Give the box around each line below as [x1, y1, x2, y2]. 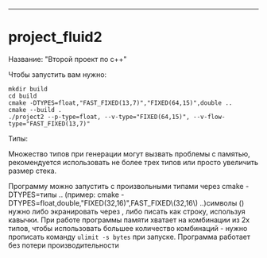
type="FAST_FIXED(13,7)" [8, 120, 91, 128]
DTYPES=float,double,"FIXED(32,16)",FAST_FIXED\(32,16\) [8, 198, 199, 207]
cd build [8, 92, 37, 100]
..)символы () [199, 198, 245, 207]
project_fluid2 [8, 29, 103, 46]
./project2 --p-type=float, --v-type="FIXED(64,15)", [8, 113, 191, 121]
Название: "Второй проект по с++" [8, 54, 127, 64]
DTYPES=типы [8, 190, 57, 199]
